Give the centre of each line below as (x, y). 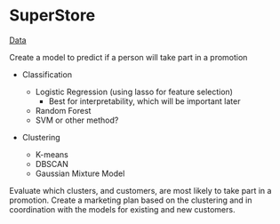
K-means (52, 154)
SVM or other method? (77, 120)
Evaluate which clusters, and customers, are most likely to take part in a (140, 190)
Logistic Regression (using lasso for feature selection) (134, 92)
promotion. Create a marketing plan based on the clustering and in (131, 200)
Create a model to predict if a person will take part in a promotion (128, 57)
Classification (47, 74)
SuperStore (52, 16)
